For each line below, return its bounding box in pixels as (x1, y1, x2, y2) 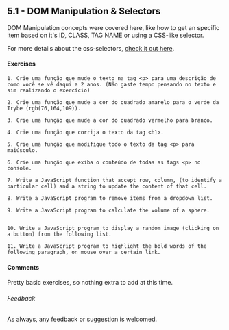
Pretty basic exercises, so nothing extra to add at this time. (7, 279, 173, 287)
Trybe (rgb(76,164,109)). (7, 105, 81, 112)
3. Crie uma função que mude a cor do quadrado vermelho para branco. (7, 117, 213, 124)
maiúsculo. (7, 147, 38, 154)
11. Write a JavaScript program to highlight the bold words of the (7, 243, 207, 250)
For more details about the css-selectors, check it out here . (7, 44, 175, 52)
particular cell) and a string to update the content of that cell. (7, 183, 207, 190)
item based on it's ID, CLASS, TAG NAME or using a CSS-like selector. (7, 31, 204, 39)
